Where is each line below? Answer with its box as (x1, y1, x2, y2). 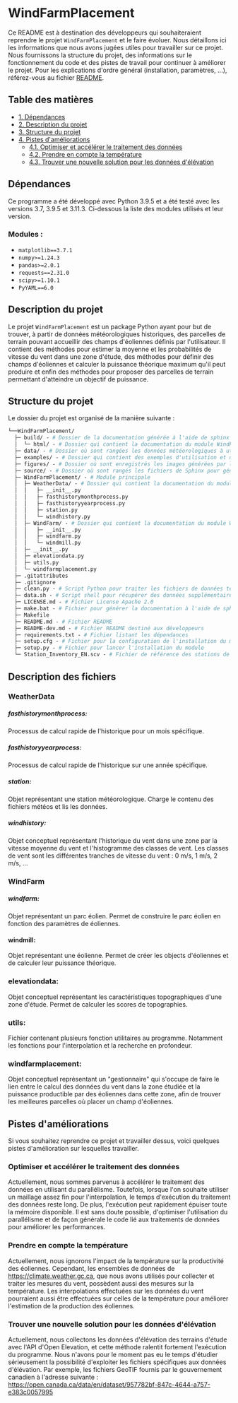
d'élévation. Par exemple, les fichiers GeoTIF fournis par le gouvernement (8, 1365, 222, 1373)
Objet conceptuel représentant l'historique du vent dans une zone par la (8, 836, 218, 845)
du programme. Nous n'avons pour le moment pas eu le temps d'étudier (8, 1350, 218, 1358)
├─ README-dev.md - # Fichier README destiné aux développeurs (14, 624, 204, 632)
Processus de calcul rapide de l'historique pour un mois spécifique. (8, 727, 204, 735)
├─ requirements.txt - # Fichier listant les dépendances (14, 631, 189, 639)
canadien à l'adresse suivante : (8, 1373, 98, 1381)
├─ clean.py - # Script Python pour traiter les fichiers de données (14, 585, 223, 593)
